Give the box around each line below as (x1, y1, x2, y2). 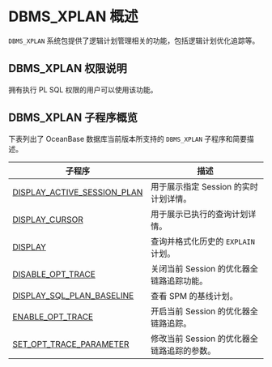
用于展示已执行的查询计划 (151, 208, 249, 220)
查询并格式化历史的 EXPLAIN (151, 236, 255, 247)
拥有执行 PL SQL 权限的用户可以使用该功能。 (8, 84, 158, 94)
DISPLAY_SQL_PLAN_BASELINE (12, 289, 134, 301)
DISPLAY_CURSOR (12, 214, 83, 225)
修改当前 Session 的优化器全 (151, 333, 259, 344)
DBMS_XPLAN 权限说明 (8, 62, 128, 75)
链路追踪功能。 (151, 275, 208, 286)
